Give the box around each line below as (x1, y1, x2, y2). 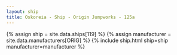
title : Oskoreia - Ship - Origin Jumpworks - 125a (6, 14, 135, 20)
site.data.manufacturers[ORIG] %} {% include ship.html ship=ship (6, 37, 169, 44)
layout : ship (6, 8, 39, 15)
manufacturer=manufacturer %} (6, 43, 86, 50)
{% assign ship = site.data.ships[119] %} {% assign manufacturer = (6, 30, 172, 37)
